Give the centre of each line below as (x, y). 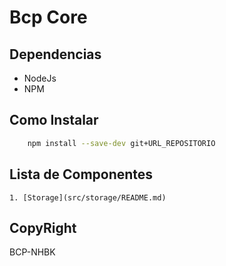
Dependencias (55, 54)
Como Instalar (54, 120)
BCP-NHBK (32, 252)
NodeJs (40, 78)
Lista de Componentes (81, 174)
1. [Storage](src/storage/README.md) (88, 197)
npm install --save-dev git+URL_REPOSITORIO (121, 143)
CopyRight (43, 227)
